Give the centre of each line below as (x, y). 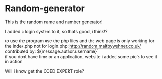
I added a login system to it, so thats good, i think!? (56, 31)
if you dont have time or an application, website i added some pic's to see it (81, 56)
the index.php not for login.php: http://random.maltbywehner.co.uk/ (73, 46)
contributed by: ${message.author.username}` (52, 51)
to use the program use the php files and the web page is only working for (80, 41)
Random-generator (45, 9)
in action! (14, 61)
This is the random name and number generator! (54, 22)
